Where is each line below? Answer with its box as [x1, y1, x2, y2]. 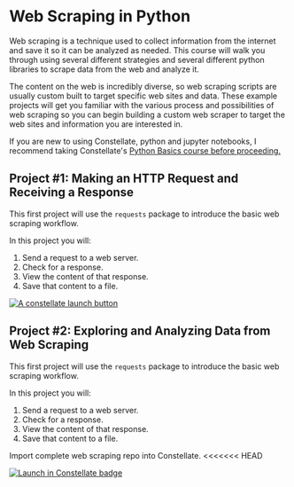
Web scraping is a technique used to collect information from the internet [9, 35, 276, 46]
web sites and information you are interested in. [9, 118, 183, 130]
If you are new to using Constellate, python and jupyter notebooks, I [9, 136, 257, 146]
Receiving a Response [9, 185, 135, 200]
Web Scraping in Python [9, 6, 191, 27]
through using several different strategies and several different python [9, 54, 265, 65]
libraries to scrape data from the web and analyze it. [9, 64, 199, 75]
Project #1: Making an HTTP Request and [9, 171, 239, 186]
